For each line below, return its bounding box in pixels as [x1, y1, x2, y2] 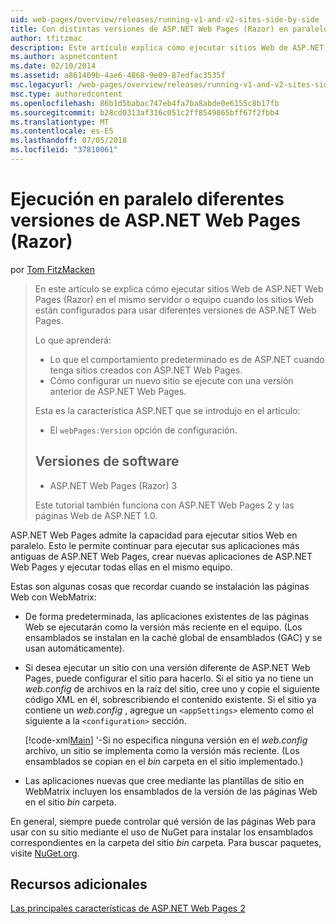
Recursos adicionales [10, 876, 148, 893]
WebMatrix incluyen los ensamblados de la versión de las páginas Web [24, 785, 318, 797]
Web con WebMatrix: [10, 591, 97, 603]
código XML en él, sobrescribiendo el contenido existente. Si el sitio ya [24, 693, 317, 705]
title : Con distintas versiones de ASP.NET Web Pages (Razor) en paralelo [10, 24, 329, 34]
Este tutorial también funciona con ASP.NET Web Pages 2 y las [34, 499, 295, 511]
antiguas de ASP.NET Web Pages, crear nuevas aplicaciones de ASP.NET [10, 550, 313, 562]
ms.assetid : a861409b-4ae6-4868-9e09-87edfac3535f [10, 71, 226, 81]
